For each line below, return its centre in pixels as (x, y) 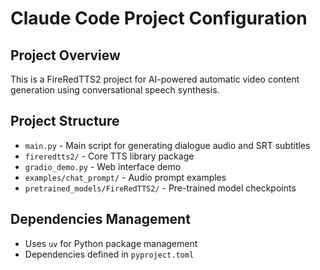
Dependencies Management (100, 219)
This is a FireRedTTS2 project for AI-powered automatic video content (155, 79)
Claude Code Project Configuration (159, 18)
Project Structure (65, 121)
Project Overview (65, 55)
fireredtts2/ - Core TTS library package (109, 156)
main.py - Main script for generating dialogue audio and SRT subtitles (167, 145)
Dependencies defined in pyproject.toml (109, 254)
